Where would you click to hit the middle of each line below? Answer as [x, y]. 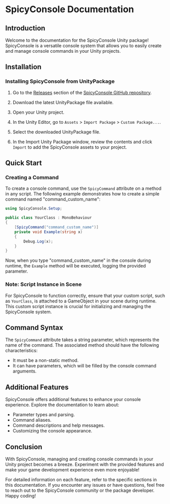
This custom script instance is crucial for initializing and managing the [78, 306]
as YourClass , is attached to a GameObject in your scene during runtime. [81, 301]
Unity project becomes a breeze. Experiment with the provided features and [84, 464]
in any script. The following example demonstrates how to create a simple [82, 194]
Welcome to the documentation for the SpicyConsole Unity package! [77, 40]
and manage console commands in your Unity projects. [63, 51]
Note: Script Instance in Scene [44, 284]
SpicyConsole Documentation [70, 9]
